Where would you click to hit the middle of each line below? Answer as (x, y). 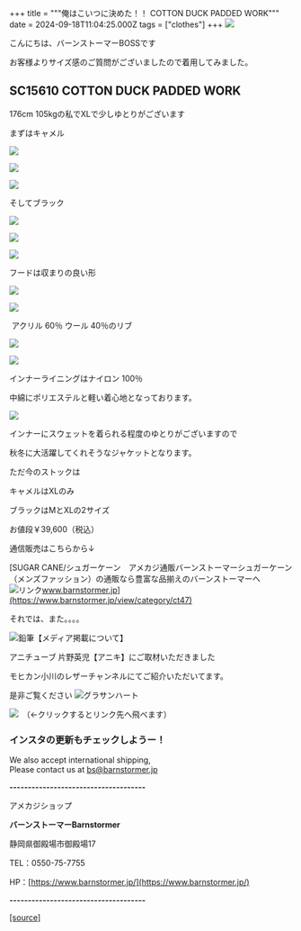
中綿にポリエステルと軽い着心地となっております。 (103, 397)
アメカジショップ (41, 806)
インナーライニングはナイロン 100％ (76, 378)
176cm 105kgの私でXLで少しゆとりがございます (97, 113)
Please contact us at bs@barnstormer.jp (84, 770)
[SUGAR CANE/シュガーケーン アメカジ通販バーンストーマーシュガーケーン (151, 567)
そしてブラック (37, 203)
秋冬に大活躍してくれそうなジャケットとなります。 (103, 452)
